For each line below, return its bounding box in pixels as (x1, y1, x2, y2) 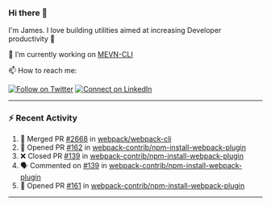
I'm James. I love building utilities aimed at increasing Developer (8, 26, 222, 35)
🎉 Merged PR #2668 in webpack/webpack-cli (19, 134, 172, 143)
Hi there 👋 (8, 7, 48, 19)
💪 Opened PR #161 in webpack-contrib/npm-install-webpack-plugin (19, 180, 245, 190)
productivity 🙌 (8, 34, 55, 43)
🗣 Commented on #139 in (19, 160, 107, 170)
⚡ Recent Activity (8, 113, 78, 124)
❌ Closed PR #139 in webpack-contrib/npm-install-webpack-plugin (19, 150, 244, 160)
